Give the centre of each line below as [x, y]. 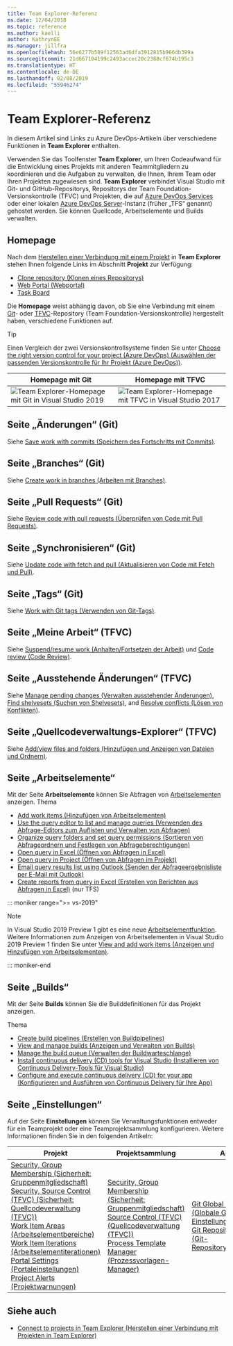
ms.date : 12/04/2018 [37, 20]
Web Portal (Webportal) [51, 285]
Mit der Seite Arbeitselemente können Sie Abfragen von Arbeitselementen [114, 795]
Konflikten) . [24, 710]
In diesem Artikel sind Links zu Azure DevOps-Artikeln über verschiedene [112, 138]
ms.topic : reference [37, 26]
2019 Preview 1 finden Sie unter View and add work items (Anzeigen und [111, 944]
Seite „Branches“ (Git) [56, 463]
